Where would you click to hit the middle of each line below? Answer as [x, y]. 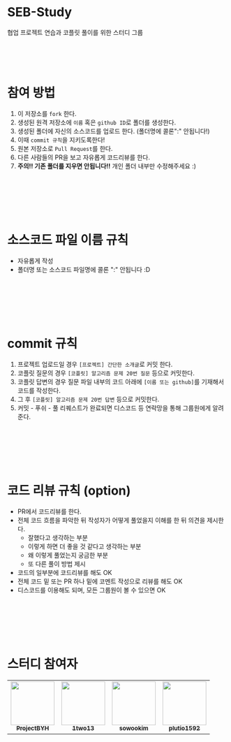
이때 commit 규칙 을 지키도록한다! [61, 140]
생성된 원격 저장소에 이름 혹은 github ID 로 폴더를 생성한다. [97, 122]
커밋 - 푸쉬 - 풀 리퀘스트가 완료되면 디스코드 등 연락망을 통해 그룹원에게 [114, 408]
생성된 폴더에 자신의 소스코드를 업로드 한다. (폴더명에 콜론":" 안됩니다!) [114, 131]
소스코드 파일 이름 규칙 [68, 240]
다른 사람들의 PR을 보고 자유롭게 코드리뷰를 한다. [84, 157]
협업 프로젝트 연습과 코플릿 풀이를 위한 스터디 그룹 [75, 32]
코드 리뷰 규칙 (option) [69, 490]
